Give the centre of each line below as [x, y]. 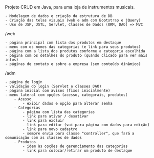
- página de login [24, 82]
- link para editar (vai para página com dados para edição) [86, 125]
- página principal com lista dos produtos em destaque [63, 43]
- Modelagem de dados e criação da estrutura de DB [59, 16]
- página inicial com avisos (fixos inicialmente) [58, 90]
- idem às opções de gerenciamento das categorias [75, 146]
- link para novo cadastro [50, 129]
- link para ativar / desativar [56, 116]
